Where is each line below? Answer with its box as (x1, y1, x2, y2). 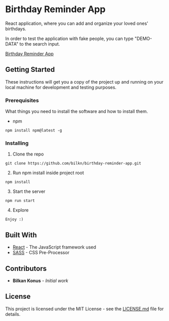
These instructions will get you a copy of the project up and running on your (5, 78, 163, 85)
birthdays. (5, 25, 26, 31)
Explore (12, 207, 29, 213)
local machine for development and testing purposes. (5, 84, 117, 90)
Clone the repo (12, 151, 44, 157)
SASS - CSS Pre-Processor (12, 250, 70, 256)
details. (5, 311, 21, 317)
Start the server (12, 188, 46, 194)
